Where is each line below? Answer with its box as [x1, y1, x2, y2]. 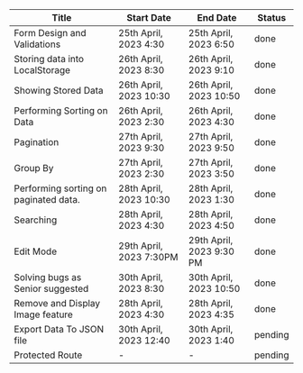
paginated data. [14, 194, 80, 205]
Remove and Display [14, 297, 101, 309]
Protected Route [14, 349, 83, 361]
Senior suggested [14, 283, 89, 295]
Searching [14, 214, 58, 226]
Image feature [14, 308, 74, 321]
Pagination [14, 136, 60, 148]
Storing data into [14, 53, 84, 65]
